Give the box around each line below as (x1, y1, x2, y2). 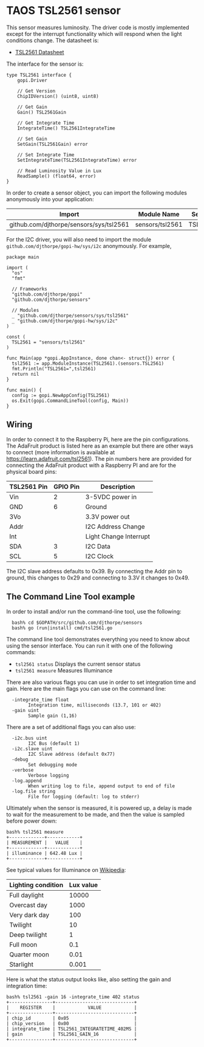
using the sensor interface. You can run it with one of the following (6, 642, 173, 649)
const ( (6, 334, 26, 340)
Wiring (6, 420, 33, 430)
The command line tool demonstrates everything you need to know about (6, 635, 190, 643)
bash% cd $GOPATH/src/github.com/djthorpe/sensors (12, 620, 143, 626)
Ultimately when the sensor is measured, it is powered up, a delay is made (6, 804, 192, 812)
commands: (6, 648, 36, 655)
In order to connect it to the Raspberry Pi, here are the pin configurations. (6, 435, 190, 443)
